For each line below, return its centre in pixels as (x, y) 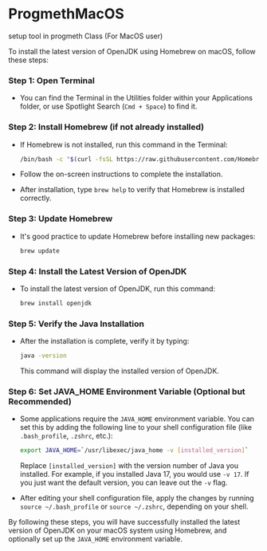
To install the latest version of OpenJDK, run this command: (118, 289)
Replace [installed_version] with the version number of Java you (129, 466)
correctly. (35, 198)
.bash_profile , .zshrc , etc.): (66, 436)
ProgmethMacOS (67, 14)
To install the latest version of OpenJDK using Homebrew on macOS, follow (132, 51)
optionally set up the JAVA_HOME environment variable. (96, 539)
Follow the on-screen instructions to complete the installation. (121, 174)
